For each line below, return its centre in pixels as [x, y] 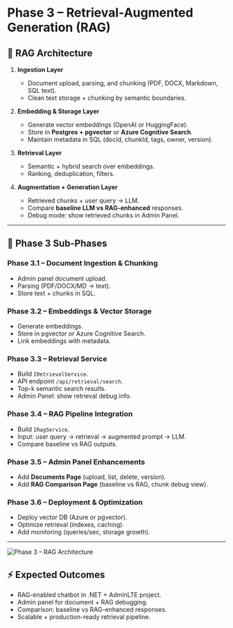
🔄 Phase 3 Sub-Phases [57, 244]
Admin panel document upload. [62, 278]
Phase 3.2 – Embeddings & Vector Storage [79, 311]
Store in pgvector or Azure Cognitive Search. [81, 333]
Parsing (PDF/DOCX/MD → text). [64, 286]
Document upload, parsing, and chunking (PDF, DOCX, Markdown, [123, 83]
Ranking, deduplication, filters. [71, 174]
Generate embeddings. [50, 326]
